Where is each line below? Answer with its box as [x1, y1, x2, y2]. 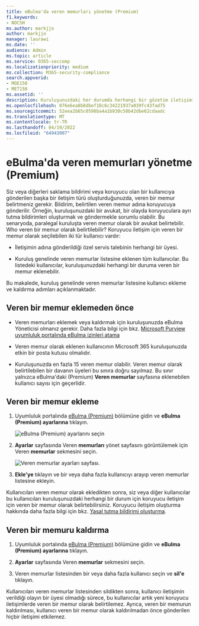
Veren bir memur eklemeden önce [6, 303, 134, 313]
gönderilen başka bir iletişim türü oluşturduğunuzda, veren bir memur [6, 194, 175, 201]
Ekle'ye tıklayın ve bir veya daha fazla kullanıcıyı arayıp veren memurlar [14, 471, 190, 478]
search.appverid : [6, 75, 49, 81]
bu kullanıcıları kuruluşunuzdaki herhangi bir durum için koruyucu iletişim [6, 495, 184, 502]
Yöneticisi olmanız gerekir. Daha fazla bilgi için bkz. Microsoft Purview [14, 325, 185, 332]
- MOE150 [6, 81, 28, 87]
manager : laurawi [6, 36, 49, 42]
